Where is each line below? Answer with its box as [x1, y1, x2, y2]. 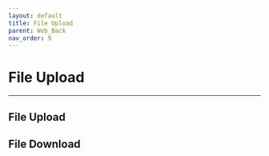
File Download [8, 137, 82, 150]
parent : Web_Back [8, 26, 66, 34]
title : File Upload [8, 19, 74, 27]
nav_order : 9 [8, 34, 52, 42]
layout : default [8, 11, 62, 20]
